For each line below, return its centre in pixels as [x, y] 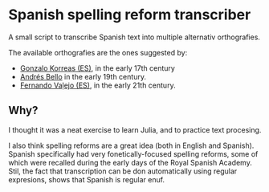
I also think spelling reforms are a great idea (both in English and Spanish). [131, 145]
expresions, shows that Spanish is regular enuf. [87, 179]
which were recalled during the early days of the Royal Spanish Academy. [130, 162]
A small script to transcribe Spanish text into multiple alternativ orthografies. [134, 37]
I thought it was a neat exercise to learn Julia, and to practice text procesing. [135, 129]
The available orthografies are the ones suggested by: [98, 52]
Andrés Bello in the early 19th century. [83, 76]
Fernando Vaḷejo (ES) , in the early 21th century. [98, 85]
